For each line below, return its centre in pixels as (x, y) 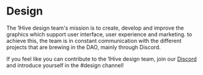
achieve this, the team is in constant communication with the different (94, 41)
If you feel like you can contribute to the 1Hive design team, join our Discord (102, 59)
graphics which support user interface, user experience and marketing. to (99, 34)
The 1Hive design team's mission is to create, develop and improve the (95, 28)
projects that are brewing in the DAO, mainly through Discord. (83, 47)
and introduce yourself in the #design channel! (65, 65)
